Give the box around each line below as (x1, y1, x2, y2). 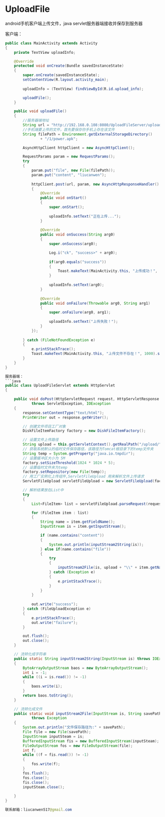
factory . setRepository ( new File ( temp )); (23, 469, 107, 474)
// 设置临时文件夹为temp (23, 465, 68, 470)
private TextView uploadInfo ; (14, 50, 76, 55)
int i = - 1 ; (23, 670, 48, 675)
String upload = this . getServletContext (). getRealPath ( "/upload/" (23, 442, 162, 447)
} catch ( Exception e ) (49, 570, 96, 575)
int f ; (23, 748, 36, 753)
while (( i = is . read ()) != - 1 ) (23, 675, 87, 680)
